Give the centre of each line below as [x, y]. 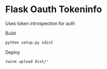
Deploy [13, 52]
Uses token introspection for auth [40, 23]
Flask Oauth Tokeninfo [54, 9]
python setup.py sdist [29, 42]
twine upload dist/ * [27, 61]
